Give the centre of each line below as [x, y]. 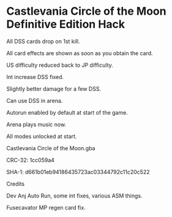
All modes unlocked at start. [42, 136]
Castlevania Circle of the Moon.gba [51, 148]
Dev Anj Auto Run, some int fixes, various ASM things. [74, 196]
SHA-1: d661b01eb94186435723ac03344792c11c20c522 [78, 172]
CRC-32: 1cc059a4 [31, 160]
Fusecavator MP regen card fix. [46, 207]
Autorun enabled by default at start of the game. [67, 112]
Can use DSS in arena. [35, 101]
